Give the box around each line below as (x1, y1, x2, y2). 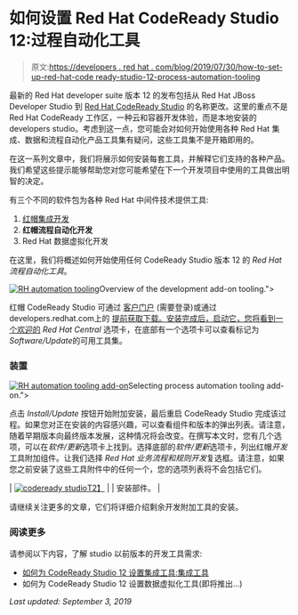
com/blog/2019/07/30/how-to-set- (155, 61, 283, 72)
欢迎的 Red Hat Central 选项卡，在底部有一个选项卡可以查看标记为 (16, 324, 260, 335)
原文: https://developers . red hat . (30, 61, 154, 72)
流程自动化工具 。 (9, 265, 72, 276)
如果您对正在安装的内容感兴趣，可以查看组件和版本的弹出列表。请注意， (24, 419, 290, 430)
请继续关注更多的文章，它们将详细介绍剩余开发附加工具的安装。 (9, 502, 243, 513)
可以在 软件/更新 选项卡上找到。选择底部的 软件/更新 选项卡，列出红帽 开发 (24, 441, 288, 452)
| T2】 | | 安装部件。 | (9, 482, 161, 494)
